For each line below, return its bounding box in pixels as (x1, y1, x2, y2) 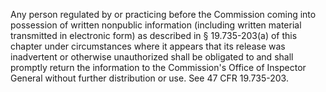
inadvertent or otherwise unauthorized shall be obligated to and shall (10, 51, 294, 63)
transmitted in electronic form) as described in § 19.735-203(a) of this (10, 30, 298, 41)
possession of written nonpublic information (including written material (10, 19, 302, 31)
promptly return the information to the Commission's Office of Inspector (10, 62, 307, 73)
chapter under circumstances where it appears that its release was (10, 40, 286, 52)
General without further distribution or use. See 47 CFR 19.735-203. (10, 72, 289, 84)
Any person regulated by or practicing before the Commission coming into (10, 9, 317, 20)
